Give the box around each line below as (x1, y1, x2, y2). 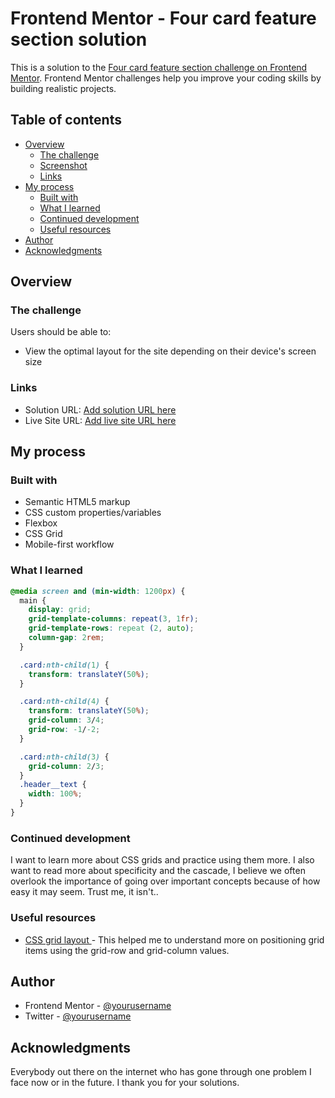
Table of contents (10, 112, 122, 129)
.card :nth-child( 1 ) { (19, 660, 110, 670)
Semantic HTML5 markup (24, 496, 131, 508)
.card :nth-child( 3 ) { (19, 752, 110, 762)
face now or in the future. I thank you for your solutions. (10, 1077, 240, 1089)
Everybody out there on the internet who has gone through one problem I (10, 1066, 312, 1078)
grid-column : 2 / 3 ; (28, 761, 105, 771)
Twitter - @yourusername (24, 1010, 132, 1022)
